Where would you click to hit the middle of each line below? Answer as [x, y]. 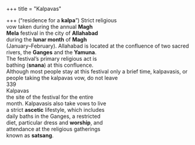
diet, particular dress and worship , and [55, 122]
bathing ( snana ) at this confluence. [50, 65]
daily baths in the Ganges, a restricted [54, 116]
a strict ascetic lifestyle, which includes [55, 110]
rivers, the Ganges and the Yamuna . [51, 52]
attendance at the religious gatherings [53, 129]
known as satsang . [30, 135]
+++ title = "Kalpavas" [34, 9]
